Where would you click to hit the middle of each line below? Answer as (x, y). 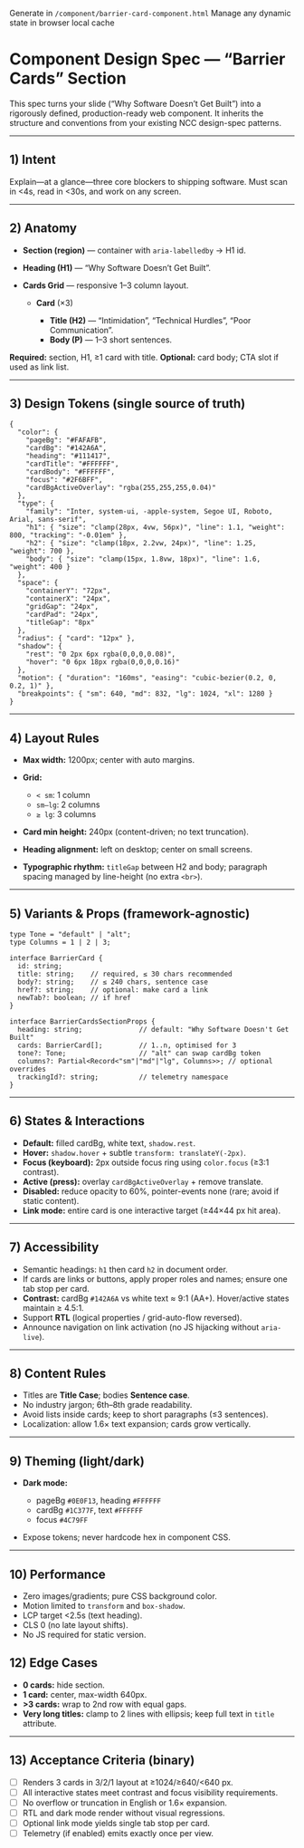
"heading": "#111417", (68, 457)
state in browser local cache (62, 23)
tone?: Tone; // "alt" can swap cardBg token (139, 1054)
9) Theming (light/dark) (77, 1461)
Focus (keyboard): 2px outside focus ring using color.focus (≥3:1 (146, 1162)
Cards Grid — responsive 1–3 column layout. (105, 285)
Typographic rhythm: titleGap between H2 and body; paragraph (145, 867)
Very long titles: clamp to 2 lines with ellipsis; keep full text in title (148, 1713)
